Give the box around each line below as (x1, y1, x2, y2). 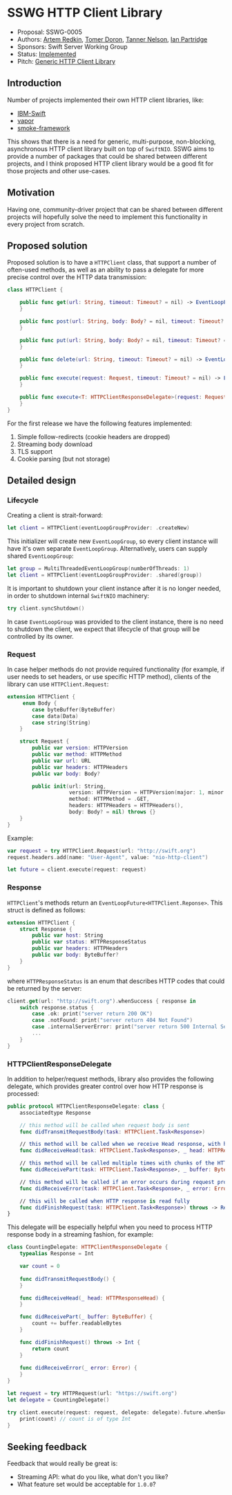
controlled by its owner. (7, 632, 74, 640)
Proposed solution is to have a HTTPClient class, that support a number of (7, 258, 217, 267)
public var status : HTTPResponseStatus (32, 939, 147, 946)
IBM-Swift (17, 109, 46, 117)
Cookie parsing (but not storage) (17, 454, 110, 463)
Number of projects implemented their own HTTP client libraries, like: (7, 96, 204, 104)
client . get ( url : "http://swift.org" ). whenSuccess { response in (7, 998, 196, 1005)
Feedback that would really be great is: (7, 1460, 118, 1468)
